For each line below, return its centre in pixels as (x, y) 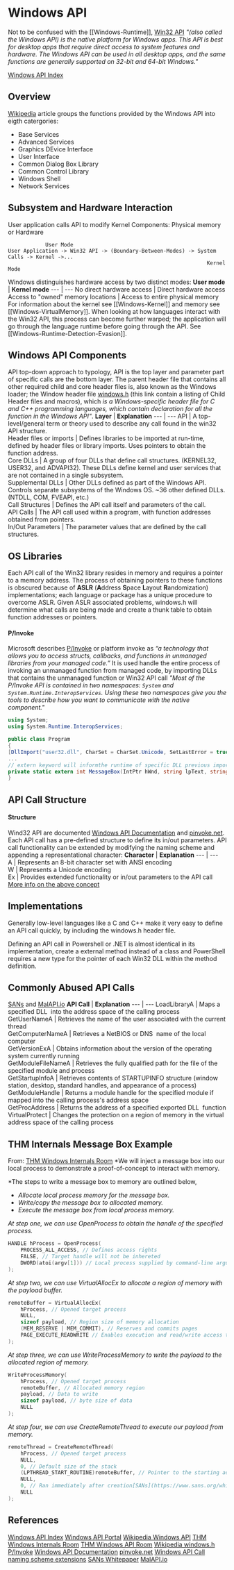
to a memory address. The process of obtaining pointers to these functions (115, 581)
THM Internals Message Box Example (90, 1144)
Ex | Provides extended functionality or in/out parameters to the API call (110, 877)
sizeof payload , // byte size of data (76, 1401)
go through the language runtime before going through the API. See (105, 326)
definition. (22, 966)
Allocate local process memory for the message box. (94, 1195)
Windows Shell (39, 178)
